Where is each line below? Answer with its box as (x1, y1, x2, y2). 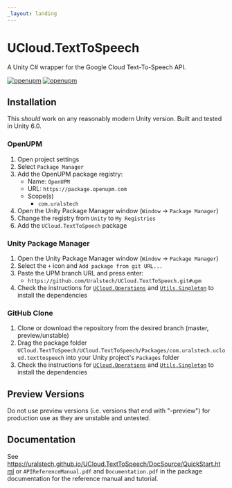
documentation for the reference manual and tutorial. (7, 474, 159, 482)
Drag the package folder (17, 338, 87, 347)
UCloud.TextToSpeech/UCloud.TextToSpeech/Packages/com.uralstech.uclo (17, 347, 226, 354)
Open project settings (17, 155, 80, 163)
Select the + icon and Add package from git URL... (17, 261, 163, 270)
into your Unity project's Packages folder (65, 354, 180, 362)
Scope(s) (27, 192, 54, 200)
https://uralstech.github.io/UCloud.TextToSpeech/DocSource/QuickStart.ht (7, 460, 221, 468)
